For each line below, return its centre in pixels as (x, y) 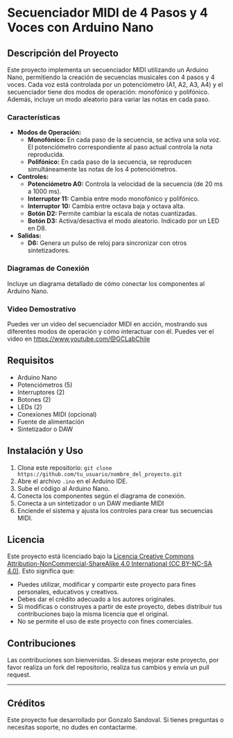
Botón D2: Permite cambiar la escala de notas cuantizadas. (112, 214)
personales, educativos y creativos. (68, 592)
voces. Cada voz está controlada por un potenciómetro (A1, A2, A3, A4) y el (115, 84)
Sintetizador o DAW (45, 429)
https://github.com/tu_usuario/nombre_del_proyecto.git (100, 474)
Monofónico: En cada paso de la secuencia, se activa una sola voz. (124, 140)
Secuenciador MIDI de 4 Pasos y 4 (108, 13)
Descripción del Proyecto (63, 53)
